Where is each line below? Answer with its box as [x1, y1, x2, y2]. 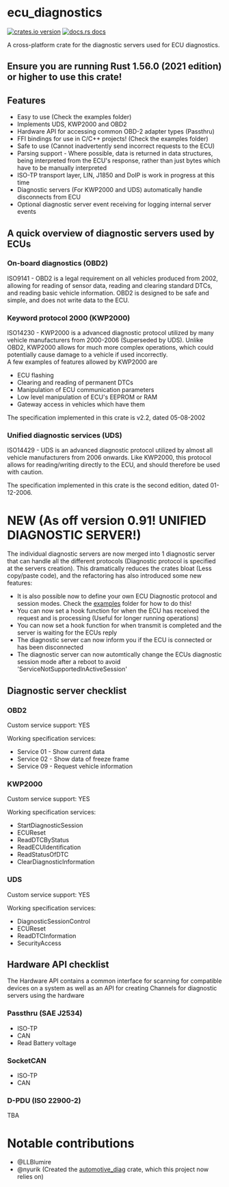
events [16, 208, 36, 216]
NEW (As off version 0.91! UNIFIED [7, 513, 206, 528]
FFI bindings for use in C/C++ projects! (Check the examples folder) [16, 135, 208, 143]
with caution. [7, 468, 44, 476]
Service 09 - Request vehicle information [16, 762, 133, 770]
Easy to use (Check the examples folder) [16, 113, 132, 121]
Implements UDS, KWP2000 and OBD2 [16, 120, 128, 128]
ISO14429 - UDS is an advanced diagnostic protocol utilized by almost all [7, 446, 213, 454]
